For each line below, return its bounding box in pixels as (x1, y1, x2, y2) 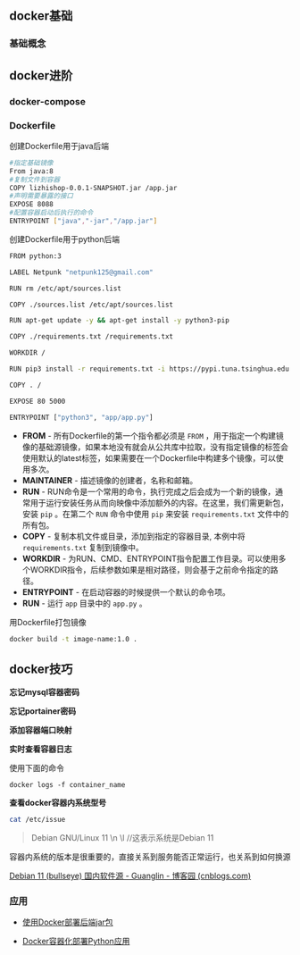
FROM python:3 (9, 251, 62, 261)
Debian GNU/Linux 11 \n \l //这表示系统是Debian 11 (30, 833, 214, 843)
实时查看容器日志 (9, 744, 72, 755)
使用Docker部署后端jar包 (21, 917, 113, 927)
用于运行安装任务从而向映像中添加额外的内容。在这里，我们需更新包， (29, 497, 288, 507)
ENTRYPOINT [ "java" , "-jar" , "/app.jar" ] (9, 217, 158, 226)
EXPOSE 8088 (9, 200, 54, 209)
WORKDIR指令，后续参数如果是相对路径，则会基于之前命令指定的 (29, 564, 271, 574)
